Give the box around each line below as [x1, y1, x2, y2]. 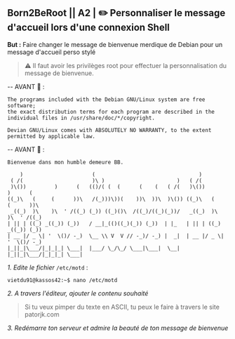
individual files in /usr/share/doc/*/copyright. [7, 114, 156, 121]
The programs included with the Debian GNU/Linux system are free [7, 95, 206, 103]
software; [7, 102, 36, 109]
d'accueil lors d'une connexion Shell [7, 22, 170, 34]
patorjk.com [24, 310, 60, 319]
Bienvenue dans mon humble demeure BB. [7, 159, 124, 166]
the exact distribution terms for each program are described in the [7, 108, 215, 115]
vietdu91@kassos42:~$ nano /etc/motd [7, 277, 118, 284]
